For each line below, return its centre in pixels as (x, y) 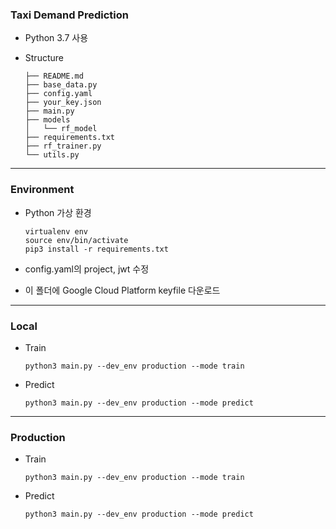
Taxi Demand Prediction (69, 15)
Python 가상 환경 (58, 212)
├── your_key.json (63, 103)
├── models (47, 120)
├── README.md (54, 76)
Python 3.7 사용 (56, 38)
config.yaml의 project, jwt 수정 (87, 269)
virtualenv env (56, 231)
